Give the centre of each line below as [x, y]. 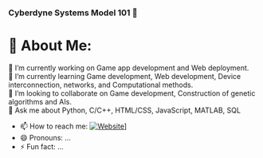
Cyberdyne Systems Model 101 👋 [73, 13]
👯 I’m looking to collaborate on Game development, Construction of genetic [132, 93]
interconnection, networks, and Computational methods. [101, 85]
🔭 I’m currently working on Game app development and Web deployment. [129, 68]
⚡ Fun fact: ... [41, 146]
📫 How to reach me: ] [73, 126]
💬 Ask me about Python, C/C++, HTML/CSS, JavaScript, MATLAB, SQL [125, 110]
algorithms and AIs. [40, 101]
